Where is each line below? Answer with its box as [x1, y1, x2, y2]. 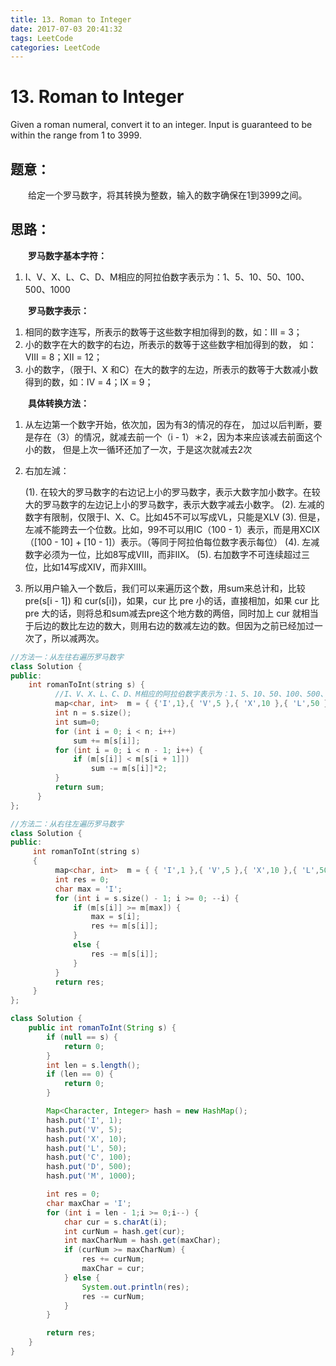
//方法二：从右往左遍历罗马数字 [10, 819, 124, 829]
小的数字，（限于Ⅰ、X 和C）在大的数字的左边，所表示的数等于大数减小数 [24, 363, 319, 375]
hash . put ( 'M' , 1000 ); [46, 1171, 137, 1181]
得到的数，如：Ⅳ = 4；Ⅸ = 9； [24, 376, 154, 388]
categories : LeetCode [10, 42, 101, 53]
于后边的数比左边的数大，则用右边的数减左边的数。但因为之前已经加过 [24, 619, 315, 631]
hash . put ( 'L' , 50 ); [46, 1143, 128, 1153]
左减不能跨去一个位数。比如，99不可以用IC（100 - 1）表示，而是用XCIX [24, 523, 321, 535]
